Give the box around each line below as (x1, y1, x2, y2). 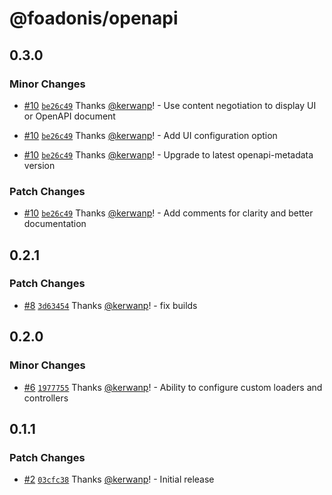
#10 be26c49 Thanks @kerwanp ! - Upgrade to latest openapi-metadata (23, 148, 314, 161)
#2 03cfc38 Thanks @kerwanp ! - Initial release (23, 473, 215, 486)
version (23, 159, 56, 171)
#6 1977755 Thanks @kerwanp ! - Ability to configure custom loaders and (23, 381, 323, 393)
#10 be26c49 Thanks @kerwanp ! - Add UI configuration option (23, 129, 278, 141)
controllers (23, 392, 69, 404)
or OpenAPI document (23, 110, 116, 122)
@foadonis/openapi (9, 7, 179, 30)
